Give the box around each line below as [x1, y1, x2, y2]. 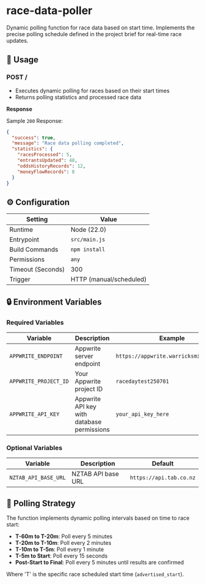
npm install [70, 246, 106, 253]
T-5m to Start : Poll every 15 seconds [15, 552, 108, 560]
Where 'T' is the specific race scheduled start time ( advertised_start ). [6, 570, 184, 578]
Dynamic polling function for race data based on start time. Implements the [6, 24, 195, 31]
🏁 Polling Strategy [6, 498, 76, 508]
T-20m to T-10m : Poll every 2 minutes [15, 539, 112, 546]
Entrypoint [9, 235, 40, 244]
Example [159, 334, 185, 342]
